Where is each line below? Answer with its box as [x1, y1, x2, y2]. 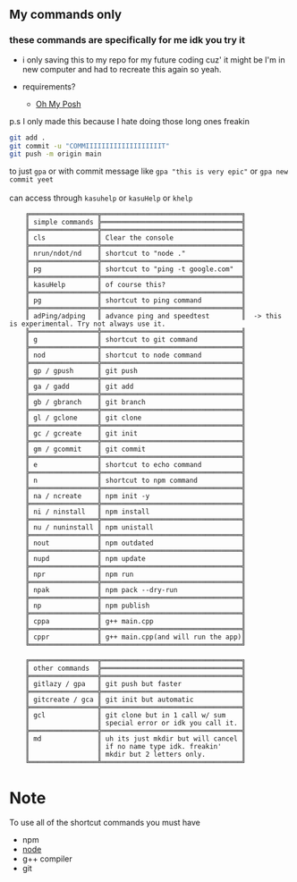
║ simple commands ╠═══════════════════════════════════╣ [25, 218, 246, 227]
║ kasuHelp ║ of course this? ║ [25, 281, 246, 290]
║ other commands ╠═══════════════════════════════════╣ [25, 664, 246, 674]
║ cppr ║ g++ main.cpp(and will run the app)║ [25, 632, 246, 642]
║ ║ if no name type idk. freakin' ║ [25, 742, 246, 751]
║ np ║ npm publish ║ [25, 601, 246, 611]
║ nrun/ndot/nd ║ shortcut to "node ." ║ [25, 250, 246, 259]
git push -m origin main [9, 149, 102, 159]
